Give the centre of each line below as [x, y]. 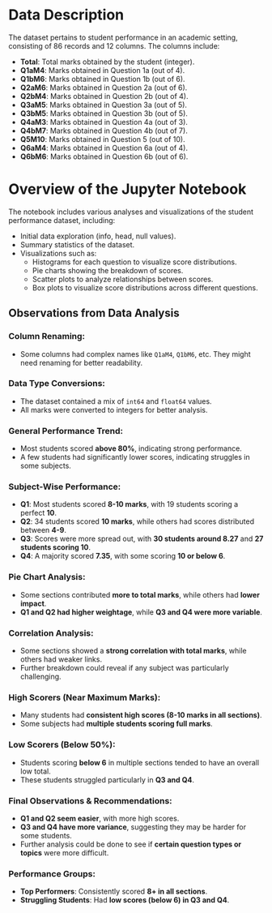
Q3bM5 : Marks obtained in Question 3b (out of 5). [104, 113]
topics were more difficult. [64, 852]
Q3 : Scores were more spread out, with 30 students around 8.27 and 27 [142, 539]
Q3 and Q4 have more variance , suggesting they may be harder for [133, 827]
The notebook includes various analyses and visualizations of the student [131, 212]
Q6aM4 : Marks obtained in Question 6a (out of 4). [104, 148]
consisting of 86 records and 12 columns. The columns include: [114, 45]
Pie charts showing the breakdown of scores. [108, 270]
